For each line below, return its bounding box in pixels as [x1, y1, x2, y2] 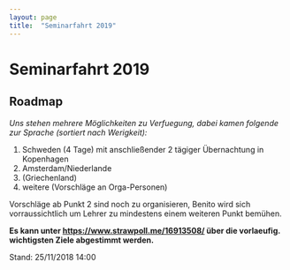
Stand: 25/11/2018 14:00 [9, 251, 96, 262]
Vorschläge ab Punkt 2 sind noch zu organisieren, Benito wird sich [9, 199, 251, 209]
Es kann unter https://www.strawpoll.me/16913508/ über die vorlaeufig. [9, 225, 281, 236]
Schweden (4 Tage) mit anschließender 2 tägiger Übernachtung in [21, 144, 264, 154]
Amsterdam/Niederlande [21, 162, 112, 173]
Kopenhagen [21, 154, 69, 164]
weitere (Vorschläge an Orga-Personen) [21, 182, 168, 192]
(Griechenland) [21, 172, 78, 183]
